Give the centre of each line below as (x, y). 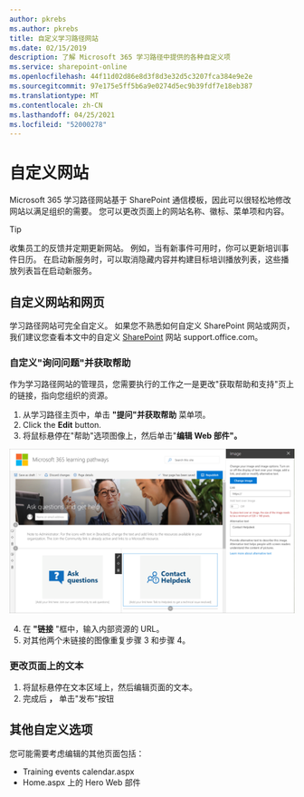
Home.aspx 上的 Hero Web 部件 (81, 782)
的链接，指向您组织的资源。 (61, 395)
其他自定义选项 (51, 730)
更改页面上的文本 (47, 666)
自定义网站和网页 (57, 302)
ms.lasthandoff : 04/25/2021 (62, 115)
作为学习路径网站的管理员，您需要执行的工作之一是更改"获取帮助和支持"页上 (152, 384)
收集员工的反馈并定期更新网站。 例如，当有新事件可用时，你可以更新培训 (145, 248)
